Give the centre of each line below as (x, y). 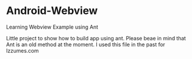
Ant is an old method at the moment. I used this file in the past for (86, 44)
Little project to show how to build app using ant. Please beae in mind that (96, 38)
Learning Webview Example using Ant (52, 27)
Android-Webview (52, 11)
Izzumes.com (23, 50)
